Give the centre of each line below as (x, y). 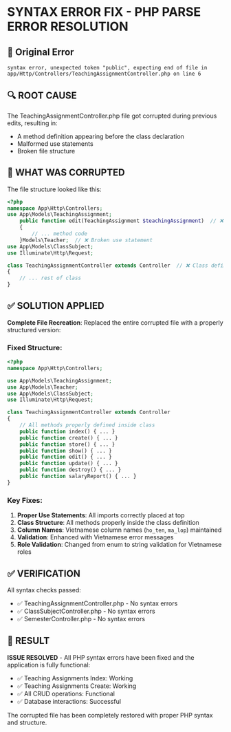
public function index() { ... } (67, 431)
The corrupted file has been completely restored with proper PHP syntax (110, 715)
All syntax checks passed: (44, 590)
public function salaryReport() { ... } (78, 476)
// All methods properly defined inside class (87, 425)
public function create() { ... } (69, 438)
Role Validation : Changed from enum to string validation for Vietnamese (119, 545)
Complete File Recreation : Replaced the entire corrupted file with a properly (115, 322)
